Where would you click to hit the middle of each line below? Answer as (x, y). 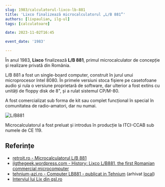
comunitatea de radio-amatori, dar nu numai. (51, 106)
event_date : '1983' (25, 42)
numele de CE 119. (24, 130)
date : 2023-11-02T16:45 (30, 33)
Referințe (20, 146)
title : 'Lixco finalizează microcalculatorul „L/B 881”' (65, 14)
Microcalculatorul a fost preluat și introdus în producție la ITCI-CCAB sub (80, 125)
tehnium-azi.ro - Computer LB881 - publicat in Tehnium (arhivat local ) (83, 174)
